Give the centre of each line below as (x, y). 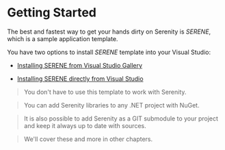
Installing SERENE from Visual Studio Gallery (79, 65)
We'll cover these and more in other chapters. (88, 139)
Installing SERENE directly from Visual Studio (80, 78)
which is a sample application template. (63, 38)
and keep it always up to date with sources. (85, 125)
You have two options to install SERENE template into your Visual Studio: (109, 52)
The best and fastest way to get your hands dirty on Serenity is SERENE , (109, 32)
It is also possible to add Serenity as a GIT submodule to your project (121, 118)
